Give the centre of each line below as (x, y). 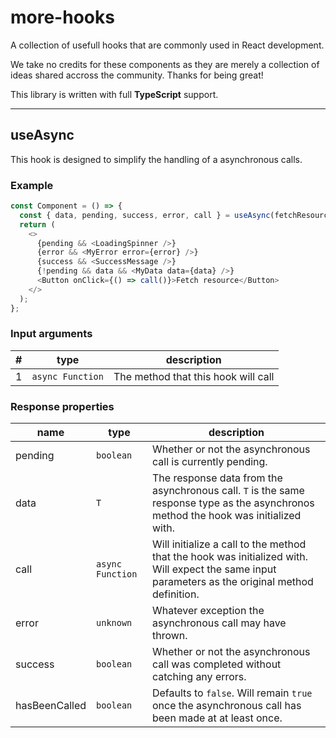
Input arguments (51, 334)
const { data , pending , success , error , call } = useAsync (145, 215)
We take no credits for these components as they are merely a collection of (165, 64)
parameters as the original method (232, 582)
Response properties (62, 406)
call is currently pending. (209, 462)
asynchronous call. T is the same (228, 491)
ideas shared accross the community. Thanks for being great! (137, 75)
